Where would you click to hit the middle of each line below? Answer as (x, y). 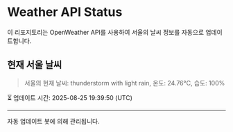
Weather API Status (65, 12)
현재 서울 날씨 (35, 65)
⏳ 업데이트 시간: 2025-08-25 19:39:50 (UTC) (70, 97)
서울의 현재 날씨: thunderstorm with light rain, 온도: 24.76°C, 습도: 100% (124, 83)
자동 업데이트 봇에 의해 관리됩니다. (53, 121)
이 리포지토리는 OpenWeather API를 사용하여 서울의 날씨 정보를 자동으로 (106, 32)
